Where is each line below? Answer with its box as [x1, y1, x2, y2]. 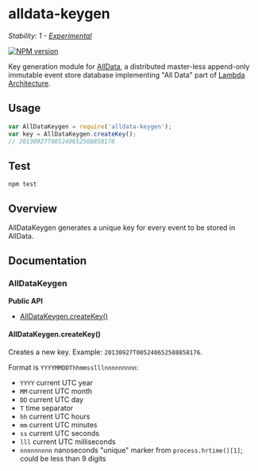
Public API [8, 296, 44, 305]
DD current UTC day [19, 394, 84, 404]
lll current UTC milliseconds [19, 437, 117, 446]
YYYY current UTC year [19, 377, 94, 387]
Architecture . [8, 78, 52, 88]
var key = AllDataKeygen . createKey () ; [8, 130, 137, 138]
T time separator [19, 403, 74, 412]
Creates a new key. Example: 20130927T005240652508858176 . [8, 347, 202, 357]
